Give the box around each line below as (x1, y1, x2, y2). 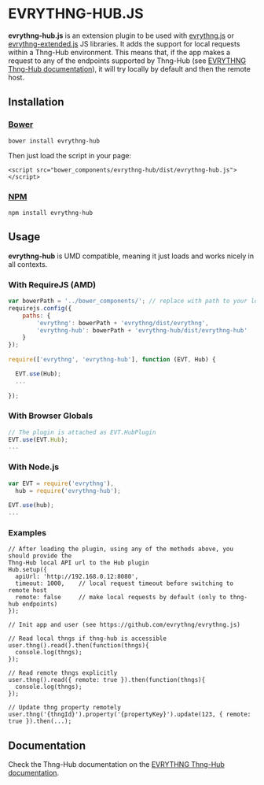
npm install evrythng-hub (8, 209, 93, 217)
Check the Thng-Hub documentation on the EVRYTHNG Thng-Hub (8, 760, 225, 769)
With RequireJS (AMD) (8, 279, 97, 290)
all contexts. (8, 259, 48, 268)
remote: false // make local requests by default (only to (15, 594, 226, 602)
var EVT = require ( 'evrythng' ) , (8, 480, 114, 487)
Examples (8, 527, 47, 538)
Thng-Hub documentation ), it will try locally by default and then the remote (8, 64, 251, 73)
